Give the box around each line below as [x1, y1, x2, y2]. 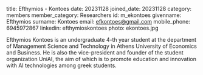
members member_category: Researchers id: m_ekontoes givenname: [6, 11, 182, 19]
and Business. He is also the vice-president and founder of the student [6, 49, 184, 56]
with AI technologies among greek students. [6, 62, 117, 69]
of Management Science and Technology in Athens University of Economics [6, 42, 198, 50]
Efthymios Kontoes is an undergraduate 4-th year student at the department [6, 36, 196, 43]
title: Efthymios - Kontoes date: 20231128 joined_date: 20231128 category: [6, 5, 192, 12]
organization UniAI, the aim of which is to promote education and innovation [6, 56, 196, 62]
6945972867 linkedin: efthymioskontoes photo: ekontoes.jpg [6, 24, 159, 31]
